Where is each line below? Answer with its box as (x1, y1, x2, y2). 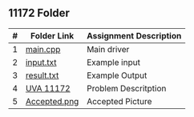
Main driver (87, 43, 130, 54)
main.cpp (25, 43, 61, 54)
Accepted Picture (87, 95, 152, 107)
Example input (87, 56, 140, 67)
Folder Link (30, 30, 75, 41)
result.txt (25, 70, 59, 81)
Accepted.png (25, 95, 79, 107)
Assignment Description (87, 30, 182, 41)
